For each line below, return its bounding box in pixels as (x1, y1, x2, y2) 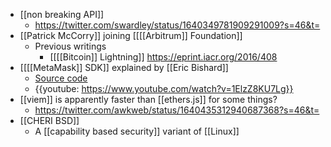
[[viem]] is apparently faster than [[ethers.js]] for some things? (19, 94, 278, 105)
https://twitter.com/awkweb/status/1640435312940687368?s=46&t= (34, 104, 320, 116)
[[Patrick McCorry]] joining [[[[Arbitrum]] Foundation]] (19, 30, 243, 41)
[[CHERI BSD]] (19, 115, 80, 126)
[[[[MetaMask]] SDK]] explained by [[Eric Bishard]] (19, 62, 229, 73)
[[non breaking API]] (19, 9, 105, 20)
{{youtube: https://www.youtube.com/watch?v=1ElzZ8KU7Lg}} (34, 83, 294, 94)
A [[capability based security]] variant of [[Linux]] (34, 125, 240, 137)
